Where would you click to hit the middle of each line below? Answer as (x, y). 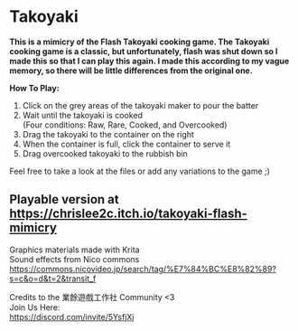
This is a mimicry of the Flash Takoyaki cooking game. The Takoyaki (140, 42)
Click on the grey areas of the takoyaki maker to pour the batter (140, 105)
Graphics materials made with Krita (74, 250)
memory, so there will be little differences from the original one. (131, 71)
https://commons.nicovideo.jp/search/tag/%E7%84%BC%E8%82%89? (143, 269)
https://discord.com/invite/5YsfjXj (72, 317)
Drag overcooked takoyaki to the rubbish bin (105, 153)
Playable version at (64, 199)
